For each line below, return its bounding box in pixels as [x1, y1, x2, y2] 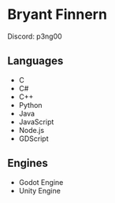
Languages [7, 54, 64, 68]
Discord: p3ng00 [7, 31, 62, 41]
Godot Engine [18, 177, 64, 186]
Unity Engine [18, 186, 61, 195]
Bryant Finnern [7, 6, 108, 24]
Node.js [18, 125, 45, 135]
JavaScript [18, 116, 54, 127]
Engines [7, 157, 49, 170]
